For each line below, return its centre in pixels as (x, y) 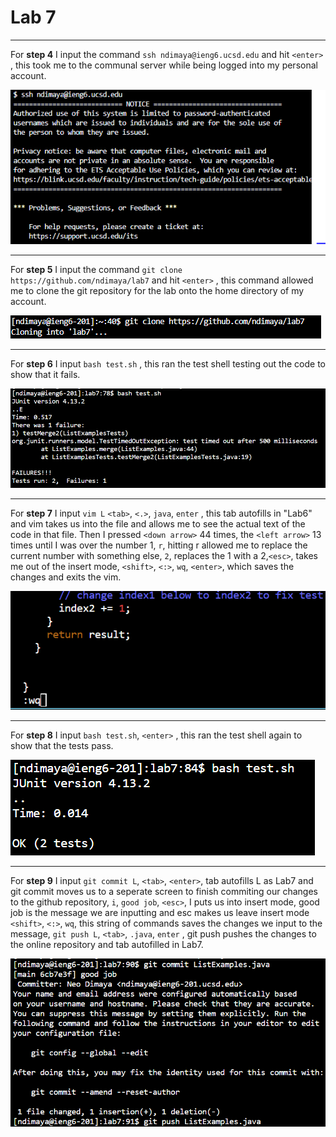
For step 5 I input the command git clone (96, 270)
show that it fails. (45, 375)
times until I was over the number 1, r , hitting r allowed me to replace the (159, 545)
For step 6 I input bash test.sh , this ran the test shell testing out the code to (168, 364)
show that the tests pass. (62, 745)
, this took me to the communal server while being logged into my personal (164, 65)
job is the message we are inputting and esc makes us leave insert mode (160, 912)
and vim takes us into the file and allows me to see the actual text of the (158, 523)
